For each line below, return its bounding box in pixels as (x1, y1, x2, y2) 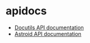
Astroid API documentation (14, 30, 82, 37)
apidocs (5, 4, 47, 18)
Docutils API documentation (14, 24, 84, 31)
